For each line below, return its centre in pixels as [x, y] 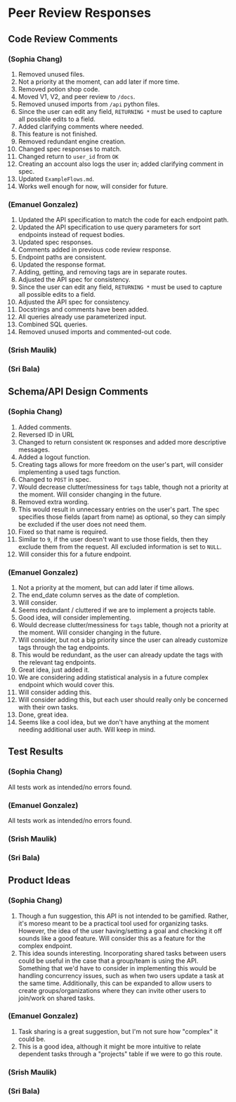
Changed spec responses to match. [70, 148]
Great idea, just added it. [54, 670]
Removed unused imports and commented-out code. [95, 332]
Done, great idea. [43, 715]
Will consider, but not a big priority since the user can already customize [123, 640]
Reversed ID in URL [46, 435]
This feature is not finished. [58, 134]
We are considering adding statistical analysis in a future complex [113, 677]
